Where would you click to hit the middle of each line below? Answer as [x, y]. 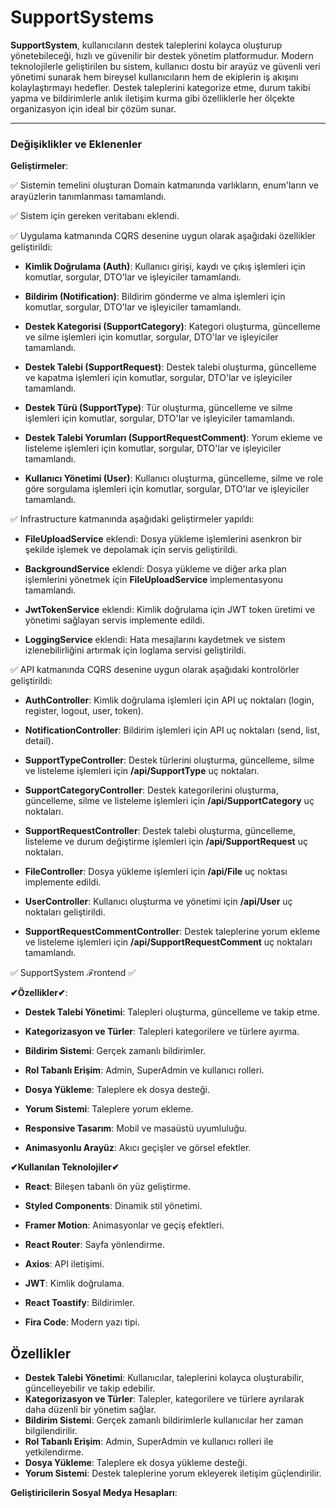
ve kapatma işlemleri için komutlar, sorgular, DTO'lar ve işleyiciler [158, 378]
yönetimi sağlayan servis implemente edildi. [114, 620]
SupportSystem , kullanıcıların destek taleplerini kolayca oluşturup [146, 45]
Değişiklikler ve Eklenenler [76, 144]
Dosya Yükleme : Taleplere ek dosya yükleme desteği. [136, 1463]
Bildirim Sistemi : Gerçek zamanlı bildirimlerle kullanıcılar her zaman [164, 1420]
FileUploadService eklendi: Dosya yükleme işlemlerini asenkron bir [163, 539]
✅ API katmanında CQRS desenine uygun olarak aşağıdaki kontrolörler [155, 670]
